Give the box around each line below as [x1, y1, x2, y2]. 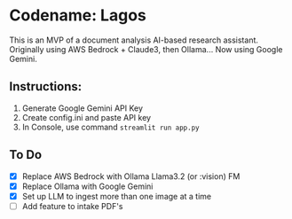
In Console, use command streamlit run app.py [21, 121, 200, 132]
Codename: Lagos [9, 5, 146, 26]
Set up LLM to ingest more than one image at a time [21, 191, 212, 201]
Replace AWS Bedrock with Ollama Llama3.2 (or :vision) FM [21, 170, 241, 182]
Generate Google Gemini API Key [21, 103, 144, 113]
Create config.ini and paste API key [21, 112, 152, 122]
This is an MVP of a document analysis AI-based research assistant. [9, 35, 259, 45]
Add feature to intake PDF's [21, 200, 123, 211]
